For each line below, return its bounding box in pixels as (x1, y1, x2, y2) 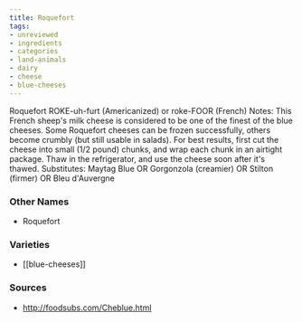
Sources (9, 281, 47, 294)
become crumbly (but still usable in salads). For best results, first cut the (9, 134, 279, 145)
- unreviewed (9, 30, 59, 39)
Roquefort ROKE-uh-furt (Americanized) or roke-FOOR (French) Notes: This (9, 105, 292, 116)
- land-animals (9, 55, 67, 64)
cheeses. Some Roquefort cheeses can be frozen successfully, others (9, 124, 271, 136)
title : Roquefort (9, 13, 75, 23)
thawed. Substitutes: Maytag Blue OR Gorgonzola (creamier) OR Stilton (9, 163, 274, 174)
